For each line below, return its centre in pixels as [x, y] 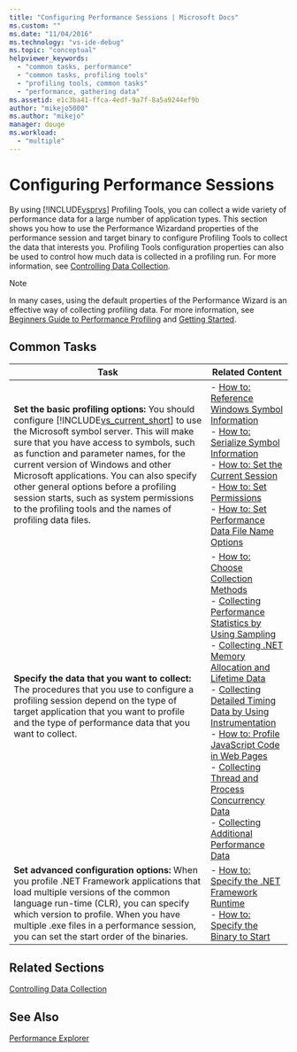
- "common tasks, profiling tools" [83, 75]
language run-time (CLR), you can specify [102, 903]
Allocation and [240, 667]
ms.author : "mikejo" [47, 116]
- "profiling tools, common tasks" [83, 83]
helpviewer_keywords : [49, 58]
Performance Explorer [49, 1039]
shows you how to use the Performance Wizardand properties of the [134, 228]
